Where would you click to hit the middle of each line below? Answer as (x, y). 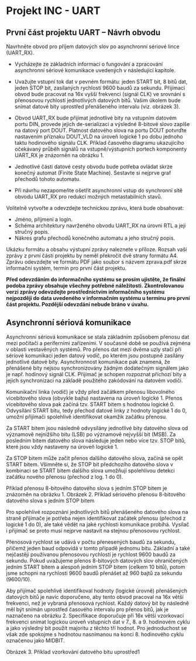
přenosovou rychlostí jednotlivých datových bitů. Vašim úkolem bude (97, 100)
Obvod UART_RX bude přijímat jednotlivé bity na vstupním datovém (96, 118)
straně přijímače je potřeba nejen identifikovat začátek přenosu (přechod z (96, 518)
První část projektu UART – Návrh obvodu (83, 33)
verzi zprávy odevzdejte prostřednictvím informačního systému (85, 292)
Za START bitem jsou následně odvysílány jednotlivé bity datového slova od (97, 428)
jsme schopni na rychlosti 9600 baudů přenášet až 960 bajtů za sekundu (94, 573)
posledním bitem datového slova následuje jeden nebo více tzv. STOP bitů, (96, 440)
